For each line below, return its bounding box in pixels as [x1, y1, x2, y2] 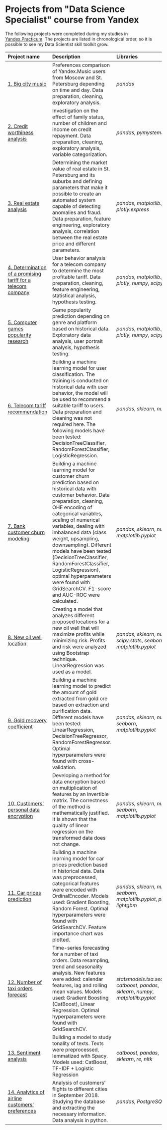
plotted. [52, 936, 71, 943]
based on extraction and [52, 701, 109, 708]
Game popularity [52, 306, 91, 313]
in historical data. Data [52, 867, 104, 874]
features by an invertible [52, 791, 109, 798]
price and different [52, 240, 96, 247]
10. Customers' [7, 800, 44, 807]
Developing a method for [52, 772, 110, 779]
